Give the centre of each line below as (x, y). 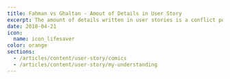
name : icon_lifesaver (44, 39)
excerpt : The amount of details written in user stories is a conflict (111, 20)
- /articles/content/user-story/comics (70, 58)
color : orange (27, 45)
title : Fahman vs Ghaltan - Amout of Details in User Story (95, 13)
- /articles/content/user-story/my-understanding (85, 65)
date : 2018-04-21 (32, 26)
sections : (21, 52)
